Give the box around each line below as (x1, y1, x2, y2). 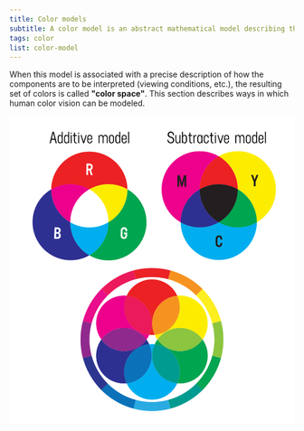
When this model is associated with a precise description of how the (9, 69, 264, 80)
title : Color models (9, 14, 88, 23)
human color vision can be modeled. (9, 98, 146, 108)
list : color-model (9, 43, 79, 52)
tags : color (9, 33, 54, 42)
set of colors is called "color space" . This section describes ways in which (9, 89, 290, 99)
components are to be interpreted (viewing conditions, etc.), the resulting (9, 79, 282, 89)
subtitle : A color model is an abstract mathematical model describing (9, 23, 285, 33)
